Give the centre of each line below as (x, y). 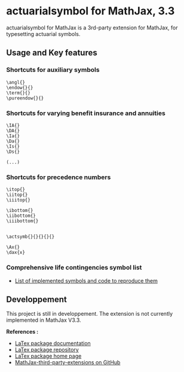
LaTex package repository (47, 350)
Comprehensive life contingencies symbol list (74, 268)
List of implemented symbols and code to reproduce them (86, 280)
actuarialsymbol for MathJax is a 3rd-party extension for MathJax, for (92, 28)
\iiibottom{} (22, 221)
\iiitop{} (19, 200)
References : (22, 332)
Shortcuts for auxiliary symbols (53, 70)
